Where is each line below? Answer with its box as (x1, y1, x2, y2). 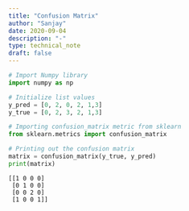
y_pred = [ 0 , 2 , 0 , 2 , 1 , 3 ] (8, 101, 103, 109)
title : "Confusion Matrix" (8, 11, 99, 20)
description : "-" (8, 34, 67, 43)
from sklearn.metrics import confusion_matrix (8, 130, 167, 139)
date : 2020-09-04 (8, 27, 67, 35)
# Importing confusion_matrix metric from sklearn (8, 122, 182, 131)
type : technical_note (8, 42, 81, 50)
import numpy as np (8, 78, 74, 87)
